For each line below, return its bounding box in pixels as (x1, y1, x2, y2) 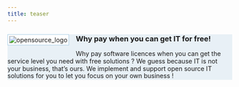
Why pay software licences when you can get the (76, 49, 221, 57)
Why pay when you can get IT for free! (76, 33, 212, 43)
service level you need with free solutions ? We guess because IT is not (7, 57, 218, 65)
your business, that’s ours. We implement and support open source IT (7, 64, 213, 73)
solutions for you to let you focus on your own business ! (7, 71, 174, 80)
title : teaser (7, 10, 50, 18)
